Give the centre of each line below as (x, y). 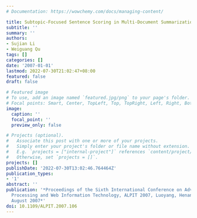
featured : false (26, 77)
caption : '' (26, 114)
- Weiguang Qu (23, 49)
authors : (17, 39)
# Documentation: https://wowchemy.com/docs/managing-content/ (85, 11)
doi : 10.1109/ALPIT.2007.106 (42, 206)
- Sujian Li (21, 44)
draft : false (22, 82)
